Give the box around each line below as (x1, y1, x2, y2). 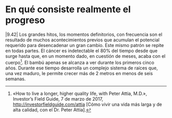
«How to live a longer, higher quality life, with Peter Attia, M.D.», (12, 90, 147, 97)
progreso (5, 14, 45, 26)
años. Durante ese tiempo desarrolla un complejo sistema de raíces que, (5, 65, 158, 71)
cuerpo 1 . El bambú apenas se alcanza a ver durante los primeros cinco (5, 58, 155, 65)
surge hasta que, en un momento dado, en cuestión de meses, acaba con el (5, 53, 166, 59)
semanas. (5, 76, 26, 82)
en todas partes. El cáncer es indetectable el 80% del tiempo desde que (5, 48, 158, 54)
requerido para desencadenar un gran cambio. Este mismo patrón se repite (5, 42, 164, 48)
